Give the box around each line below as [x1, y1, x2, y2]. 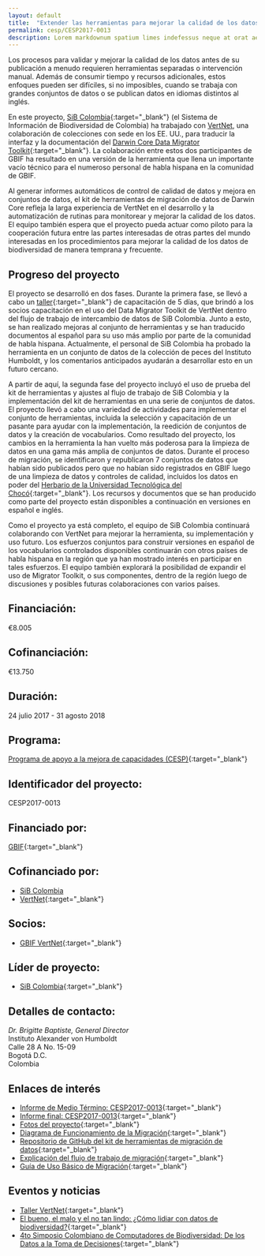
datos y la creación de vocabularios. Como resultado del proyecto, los [8, 430, 236, 439]
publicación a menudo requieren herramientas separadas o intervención [8, 64, 243, 73]
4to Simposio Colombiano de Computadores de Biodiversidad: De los [19, 1230, 245, 1239]
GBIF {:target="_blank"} [8, 842, 84, 851]
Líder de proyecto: [8, 960, 100, 974]
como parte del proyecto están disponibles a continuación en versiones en [8, 497, 251, 507]
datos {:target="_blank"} [19, 1145, 98, 1154]
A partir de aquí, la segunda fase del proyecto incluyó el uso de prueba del [8, 379, 251, 389]
